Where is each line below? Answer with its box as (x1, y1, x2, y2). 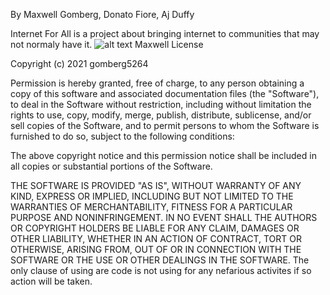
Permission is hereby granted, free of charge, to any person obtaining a (10, 77, 305, 89)
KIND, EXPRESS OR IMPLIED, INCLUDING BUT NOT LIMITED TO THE (10, 190, 294, 202)
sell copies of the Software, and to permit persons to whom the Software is (10, 120, 320, 131)
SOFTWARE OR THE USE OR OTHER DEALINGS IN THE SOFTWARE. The (10, 254, 310, 266)
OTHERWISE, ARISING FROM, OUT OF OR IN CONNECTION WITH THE (10, 244, 302, 255)
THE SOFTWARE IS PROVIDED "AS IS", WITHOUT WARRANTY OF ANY (10, 180, 302, 191)
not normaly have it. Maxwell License (10, 39, 204, 50)
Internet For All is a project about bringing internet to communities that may (10, 28, 320, 39)
